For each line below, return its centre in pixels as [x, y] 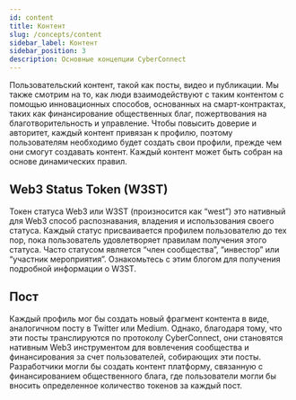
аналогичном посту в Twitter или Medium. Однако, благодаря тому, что [146, 328]
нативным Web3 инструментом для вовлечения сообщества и [129, 347]
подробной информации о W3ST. [73, 268]
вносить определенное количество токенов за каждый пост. [126, 385]
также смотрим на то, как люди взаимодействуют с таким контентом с [147, 94]
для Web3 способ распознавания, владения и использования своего [142, 220]
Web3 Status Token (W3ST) [89, 190]
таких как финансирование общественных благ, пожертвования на [138, 114]
